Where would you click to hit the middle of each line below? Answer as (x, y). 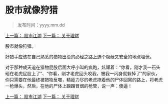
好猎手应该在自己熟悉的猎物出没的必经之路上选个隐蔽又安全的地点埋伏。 (79, 56)
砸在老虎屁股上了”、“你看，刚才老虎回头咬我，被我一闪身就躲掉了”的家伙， (82, 73)
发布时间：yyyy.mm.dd (41, 25)
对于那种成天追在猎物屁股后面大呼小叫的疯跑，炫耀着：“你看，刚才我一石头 (83, 67)
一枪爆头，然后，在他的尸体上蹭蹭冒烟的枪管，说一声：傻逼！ (69, 86)
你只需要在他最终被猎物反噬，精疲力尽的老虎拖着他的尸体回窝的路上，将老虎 (84, 80)
